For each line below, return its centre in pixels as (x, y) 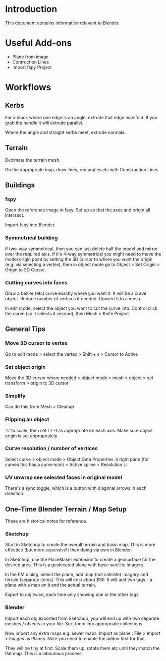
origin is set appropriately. (32, 436)
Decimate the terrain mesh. (33, 160)
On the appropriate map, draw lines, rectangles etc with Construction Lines (82, 169)
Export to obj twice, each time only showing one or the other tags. (73, 595)
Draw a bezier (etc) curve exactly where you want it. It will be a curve (76, 293)
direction (14, 494)
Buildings (20, 185)
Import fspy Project (32, 67)
